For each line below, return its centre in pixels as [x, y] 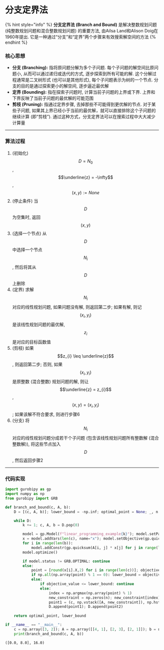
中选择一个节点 [27, 250]
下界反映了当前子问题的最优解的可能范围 [53, 98]
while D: [23, 520]
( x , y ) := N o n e [85, 193]
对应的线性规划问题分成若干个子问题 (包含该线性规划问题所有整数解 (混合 [85, 438]
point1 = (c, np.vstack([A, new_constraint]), [97, 602]
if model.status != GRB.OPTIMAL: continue [66, 561]
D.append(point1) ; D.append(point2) [86, 607]
